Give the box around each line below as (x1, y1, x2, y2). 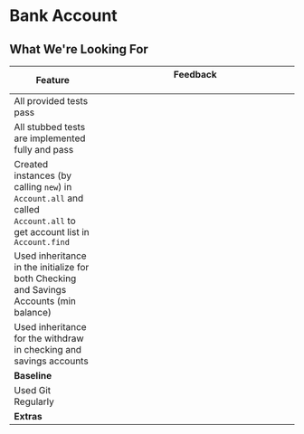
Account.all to (14, 214, 76, 227)
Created (14, 158, 49, 170)
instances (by (14, 169, 72, 182)
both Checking (14, 272, 77, 285)
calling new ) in (14, 181, 72, 193)
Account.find (14, 237, 71, 247)
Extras (14, 410, 43, 422)
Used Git (14, 384, 52, 396)
